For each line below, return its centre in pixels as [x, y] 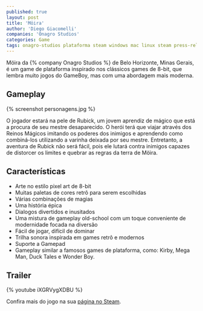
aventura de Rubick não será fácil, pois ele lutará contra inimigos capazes [98, 146]
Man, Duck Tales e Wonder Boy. [55, 256]
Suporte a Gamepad [40, 243]
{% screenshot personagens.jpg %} [51, 108]
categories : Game [28, 40]
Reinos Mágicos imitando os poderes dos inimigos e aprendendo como [95, 133]
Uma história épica [38, 205]
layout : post [23, 17]
